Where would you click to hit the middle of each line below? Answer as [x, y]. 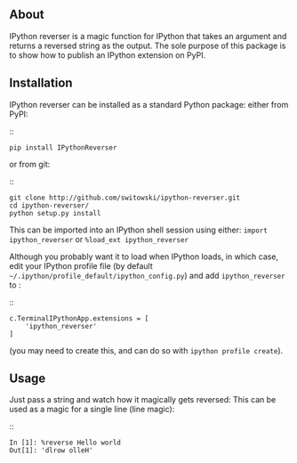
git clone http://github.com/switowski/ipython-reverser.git [125, 198]
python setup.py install [55, 213]
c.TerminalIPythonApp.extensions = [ [79, 318]
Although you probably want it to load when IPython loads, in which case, [144, 256]
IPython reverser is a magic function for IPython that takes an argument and [148, 36]
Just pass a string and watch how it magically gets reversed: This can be [143, 400]
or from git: [30, 164]
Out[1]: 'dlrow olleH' [51, 451]
